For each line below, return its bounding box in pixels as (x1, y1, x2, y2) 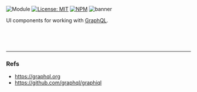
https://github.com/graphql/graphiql (14, 79, 102, 86)
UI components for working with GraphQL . (6, 17, 108, 23)
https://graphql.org (14, 73, 60, 80)
